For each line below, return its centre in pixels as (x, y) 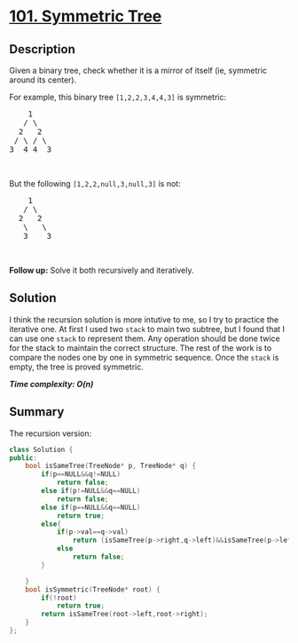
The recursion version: (51, 433)
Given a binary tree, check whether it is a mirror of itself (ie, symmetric (138, 70)
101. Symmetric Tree (86, 16)
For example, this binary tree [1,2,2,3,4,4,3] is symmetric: (118, 97)
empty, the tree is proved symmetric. (76, 367)
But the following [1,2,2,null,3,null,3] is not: (95, 183)
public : (24, 458)
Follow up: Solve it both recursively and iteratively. (102, 270)
